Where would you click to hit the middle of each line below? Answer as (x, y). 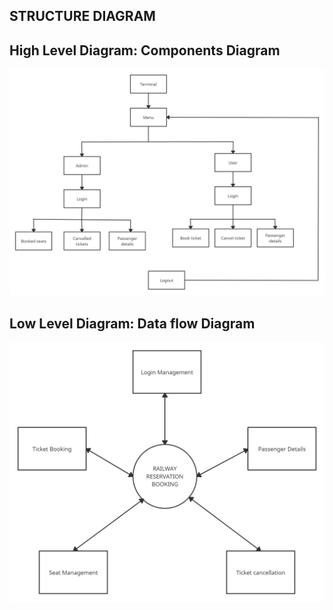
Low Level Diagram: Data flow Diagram (132, 323)
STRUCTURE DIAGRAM (82, 16)
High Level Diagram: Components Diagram (145, 50)
